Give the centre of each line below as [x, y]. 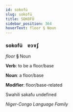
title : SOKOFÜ [20, 19]
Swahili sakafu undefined [31, 95]
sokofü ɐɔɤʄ [22, 46]
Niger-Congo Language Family [37, 104]
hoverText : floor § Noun [31, 28]
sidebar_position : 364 [29, 24]
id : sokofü [17, 10]
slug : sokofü [19, 14]
